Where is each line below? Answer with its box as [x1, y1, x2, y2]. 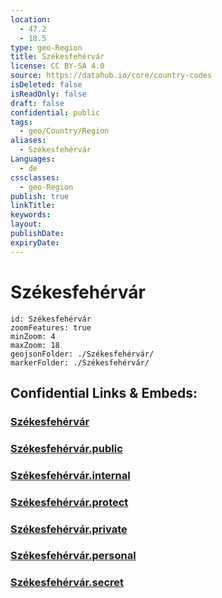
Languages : [10, 154, 56, 164]
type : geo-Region [10, 42, 83, 53]
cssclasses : [10, 172, 60, 183]
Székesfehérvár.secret [10, 576, 125, 590]
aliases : [10, 136, 47, 146]
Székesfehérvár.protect [10, 495, 129, 509]
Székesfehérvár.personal [10, 549, 137, 563]
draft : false [10, 98, 65, 108]
